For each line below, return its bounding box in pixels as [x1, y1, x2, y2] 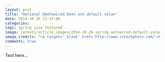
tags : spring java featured [5, 25, 63, 30]
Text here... [5, 52, 28, 58]
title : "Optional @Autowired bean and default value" [5, 12, 118, 17]
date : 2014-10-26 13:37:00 [5, 16, 60, 21]
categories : [5, 21, 29, 26]
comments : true [5, 39, 36, 44]
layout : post [5, 7, 32, 12]
